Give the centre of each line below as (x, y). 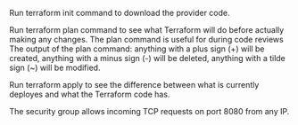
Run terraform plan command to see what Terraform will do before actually (147, 30)
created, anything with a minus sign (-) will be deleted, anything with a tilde (147, 58)
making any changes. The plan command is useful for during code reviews (146, 39)
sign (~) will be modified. (55, 67)
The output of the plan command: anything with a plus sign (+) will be (137, 49)
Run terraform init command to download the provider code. (120, 13)
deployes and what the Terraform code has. (90, 94)
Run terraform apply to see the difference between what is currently (134, 85)
